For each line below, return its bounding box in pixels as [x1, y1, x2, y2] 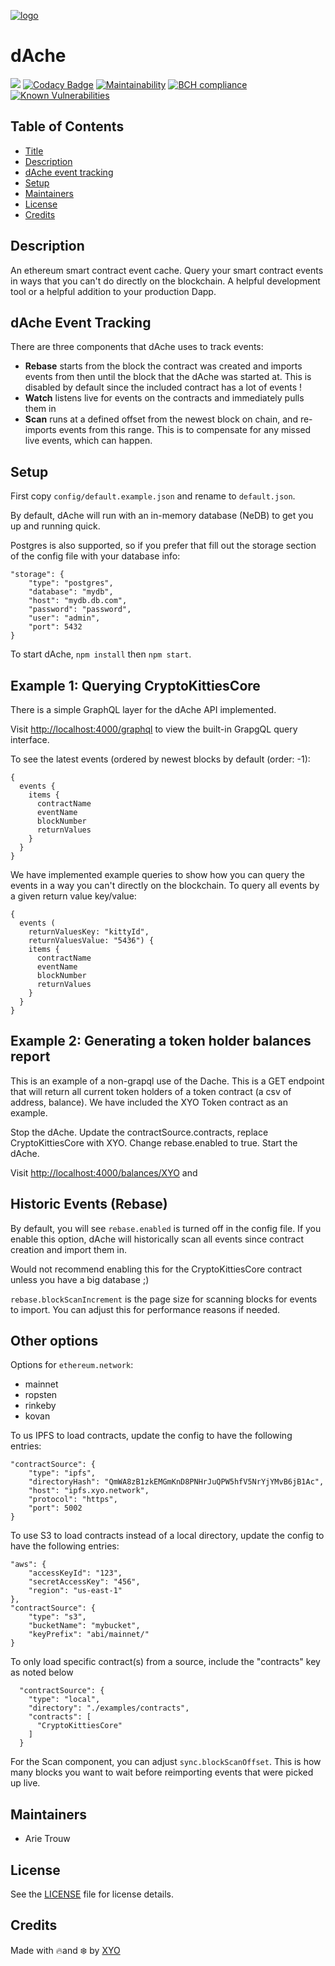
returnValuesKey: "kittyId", [28, 927, 150, 937]
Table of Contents [10, 118, 125, 135]
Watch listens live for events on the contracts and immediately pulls [24, 392, 305, 404]
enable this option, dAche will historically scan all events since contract [10, 1233, 304, 1245]
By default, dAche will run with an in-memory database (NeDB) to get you [10, 510, 314, 522]
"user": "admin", [28, 613, 101, 624]
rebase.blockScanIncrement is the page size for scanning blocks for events [10, 1293, 318, 1305]
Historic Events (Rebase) [10, 1196, 168, 1213]
